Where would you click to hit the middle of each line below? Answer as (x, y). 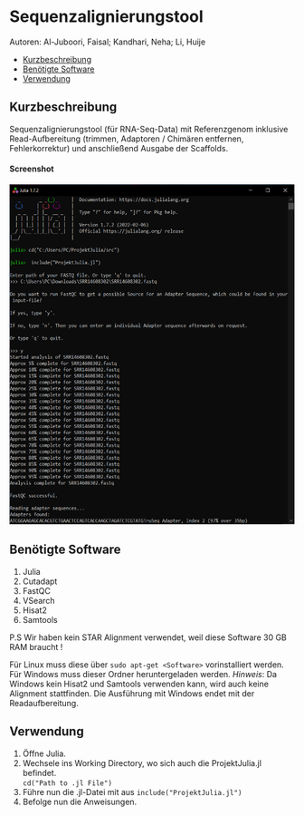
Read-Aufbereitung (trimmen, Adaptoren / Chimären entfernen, (127, 139)
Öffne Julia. (44, 753)
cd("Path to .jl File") (67, 783)
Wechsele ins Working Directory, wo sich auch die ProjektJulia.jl (142, 763)
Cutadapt (40, 581)
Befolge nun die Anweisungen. (80, 801)
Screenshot (32, 169)
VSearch (38, 600)
